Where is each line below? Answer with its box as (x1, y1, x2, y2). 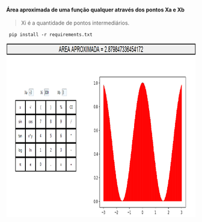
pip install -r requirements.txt (8, 32, 93, 38)
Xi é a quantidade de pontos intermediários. (20, 19, 130, 26)
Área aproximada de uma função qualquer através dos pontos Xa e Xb (6, 6, 185, 13)
